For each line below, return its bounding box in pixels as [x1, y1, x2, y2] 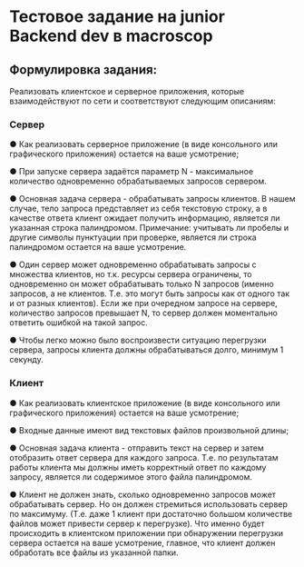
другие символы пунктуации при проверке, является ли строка [9, 232, 257, 243]
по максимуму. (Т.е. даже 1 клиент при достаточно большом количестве [9, 508, 293, 519]
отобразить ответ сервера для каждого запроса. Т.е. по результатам [9, 452, 279, 463]
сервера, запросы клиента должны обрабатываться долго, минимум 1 [9, 344, 284, 355]
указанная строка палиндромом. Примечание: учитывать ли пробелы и [9, 223, 289, 234]
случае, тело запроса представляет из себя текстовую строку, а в [9, 203, 268, 214]
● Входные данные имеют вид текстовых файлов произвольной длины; [9, 424, 289, 435]
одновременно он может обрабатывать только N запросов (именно [9, 279, 274, 290]
